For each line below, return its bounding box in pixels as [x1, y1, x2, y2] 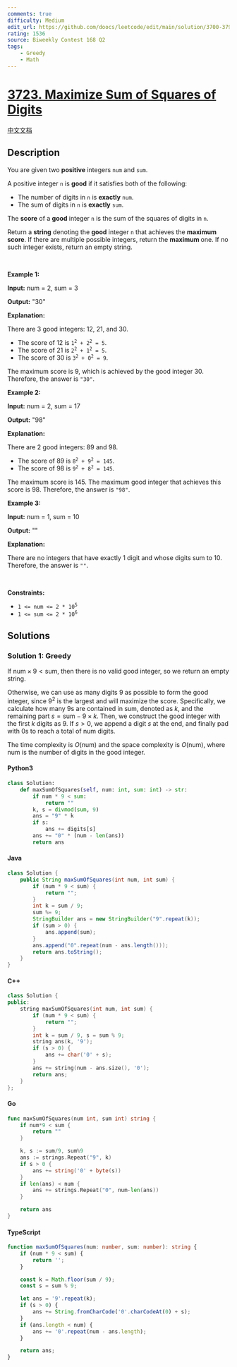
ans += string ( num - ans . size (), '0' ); [32, 1064, 150, 1071]
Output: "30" [7, 297, 46, 305]
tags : [7, 43, 23, 50]
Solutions [7, 629, 51, 642]
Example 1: [7, 269, 40, 279]
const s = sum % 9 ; [20, 1282, 78, 1289]
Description [7, 147, 60, 159]
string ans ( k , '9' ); [32, 1038, 93, 1045]
